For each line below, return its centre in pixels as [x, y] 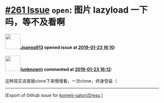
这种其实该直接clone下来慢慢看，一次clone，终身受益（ [61, 81]
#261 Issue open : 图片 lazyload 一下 [76, 10]
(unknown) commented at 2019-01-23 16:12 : [66, 69]
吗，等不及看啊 [35, 22]
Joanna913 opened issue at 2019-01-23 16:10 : [68, 47]
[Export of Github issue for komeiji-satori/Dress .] [54, 95]
